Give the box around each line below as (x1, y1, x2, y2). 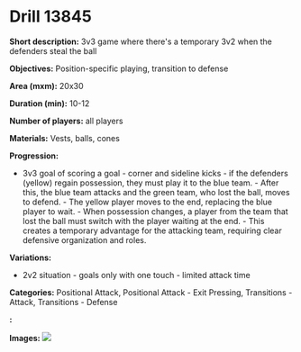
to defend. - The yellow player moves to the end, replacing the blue (22, 196, 273, 207)
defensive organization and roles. (22, 234, 147, 245)
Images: (9, 332, 41, 343)
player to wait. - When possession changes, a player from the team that (22, 205, 288, 217)
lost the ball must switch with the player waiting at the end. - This (22, 215, 265, 226)
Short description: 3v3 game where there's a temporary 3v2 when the (9, 36, 273, 47)
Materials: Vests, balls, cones (9, 132, 120, 143)
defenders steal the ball (9, 45, 97, 56)
